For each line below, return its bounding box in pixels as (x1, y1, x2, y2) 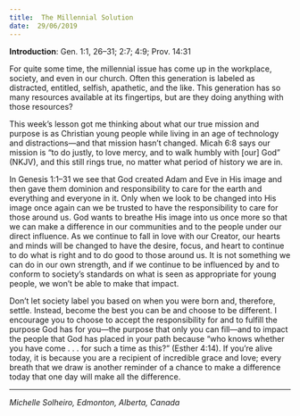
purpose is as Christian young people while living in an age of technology (9, 128, 279, 138)
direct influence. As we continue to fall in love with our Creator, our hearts (9, 230, 281, 241)
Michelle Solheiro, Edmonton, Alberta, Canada (9, 396, 180, 407)
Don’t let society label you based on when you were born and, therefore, (9, 295, 276, 306)
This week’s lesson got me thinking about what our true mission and (9, 118, 260, 129)
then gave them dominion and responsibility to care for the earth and (9, 183, 262, 194)
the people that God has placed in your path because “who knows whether (9, 333, 285, 344)
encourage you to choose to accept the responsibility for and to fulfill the (9, 314, 279, 325)
